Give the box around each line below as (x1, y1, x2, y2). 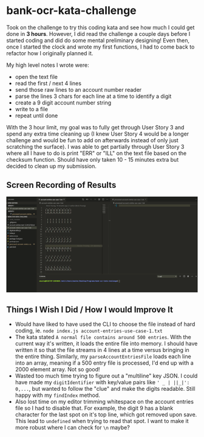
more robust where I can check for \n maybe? (15, 424, 131, 432)
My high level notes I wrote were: (6, 61, 89, 69)
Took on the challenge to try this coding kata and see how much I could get (6, 24, 195, 31)
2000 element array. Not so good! (15, 366, 100, 373)
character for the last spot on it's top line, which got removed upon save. (15, 411, 197, 418)
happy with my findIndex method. (15, 391, 100, 399)
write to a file (15, 105, 49, 112)
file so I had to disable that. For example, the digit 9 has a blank (15, 405, 174, 412)
